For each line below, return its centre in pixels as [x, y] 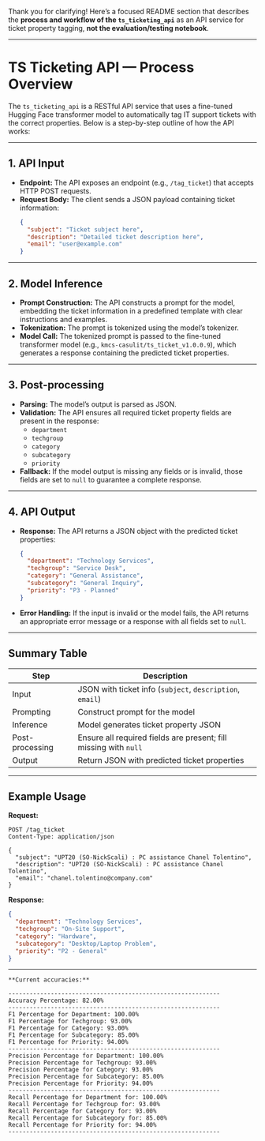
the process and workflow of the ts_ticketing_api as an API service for [126, 20]
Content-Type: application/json [61, 837]
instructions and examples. [63, 319]
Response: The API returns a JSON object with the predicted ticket [129, 531]
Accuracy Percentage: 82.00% [56, 1001]
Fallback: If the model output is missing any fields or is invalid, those [131, 471]
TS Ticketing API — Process [101, 68]
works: [19, 131]
